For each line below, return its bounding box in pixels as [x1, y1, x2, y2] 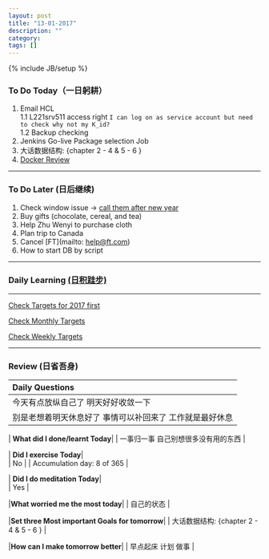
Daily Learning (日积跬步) [8, 274, 107, 286]
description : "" [8, 26, 62, 34]
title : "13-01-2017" [8, 19, 78, 27]
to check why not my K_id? [19, 121, 110, 129]
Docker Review [19, 155, 70, 164]
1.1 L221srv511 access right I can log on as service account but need [19, 112, 254, 122]
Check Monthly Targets [8, 316, 86, 326]
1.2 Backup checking [19, 128, 89, 137]
